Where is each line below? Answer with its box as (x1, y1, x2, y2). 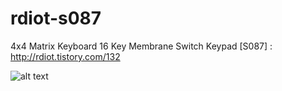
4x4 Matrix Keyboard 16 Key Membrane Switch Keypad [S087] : (10, 40, 273, 52)
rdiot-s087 (10, 7, 102, 30)
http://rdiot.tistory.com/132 (10, 50, 121, 62)
